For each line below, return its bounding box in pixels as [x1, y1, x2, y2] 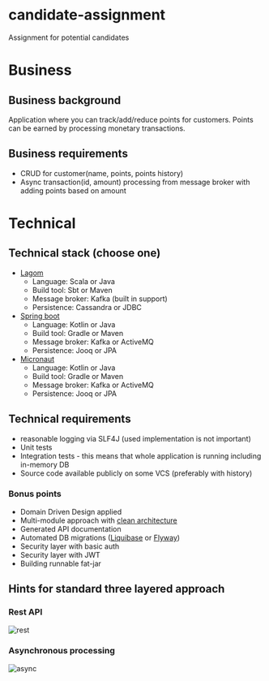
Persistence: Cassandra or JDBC [32, 302, 142, 312]
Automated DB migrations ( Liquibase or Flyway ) [19, 532, 181, 542]
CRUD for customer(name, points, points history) [19, 168, 184, 178]
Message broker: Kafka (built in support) [32, 294, 168, 304]
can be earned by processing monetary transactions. [8, 123, 186, 133]
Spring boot [19, 311, 60, 321]
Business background [8, 93, 122, 107]
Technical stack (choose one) [8, 246, 161, 261]
